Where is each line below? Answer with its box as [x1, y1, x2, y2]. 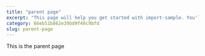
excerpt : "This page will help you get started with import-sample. [6, 15, 184, 21]
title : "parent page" [6, 9, 62, 15]
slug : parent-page [6, 26, 53, 32]
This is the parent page [6, 43, 65, 50]
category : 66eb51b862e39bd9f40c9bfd [6, 20, 99, 26]
